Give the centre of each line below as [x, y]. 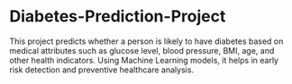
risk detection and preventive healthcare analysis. [102, 70]
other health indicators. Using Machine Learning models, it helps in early [144, 60]
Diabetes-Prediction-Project [118, 17]
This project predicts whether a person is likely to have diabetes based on [146, 41]
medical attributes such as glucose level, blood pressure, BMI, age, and [142, 50]
